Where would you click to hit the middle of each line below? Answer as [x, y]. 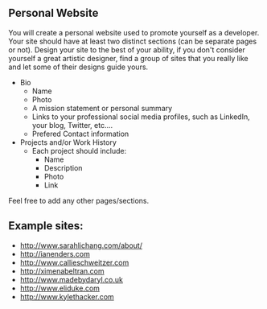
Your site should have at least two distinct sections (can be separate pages [133, 41]
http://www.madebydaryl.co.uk [71, 279]
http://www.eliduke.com [60, 288]
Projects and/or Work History [68, 142]
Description [63, 167]
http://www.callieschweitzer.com [74, 262]
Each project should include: [79, 150]
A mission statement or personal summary [102, 108]
